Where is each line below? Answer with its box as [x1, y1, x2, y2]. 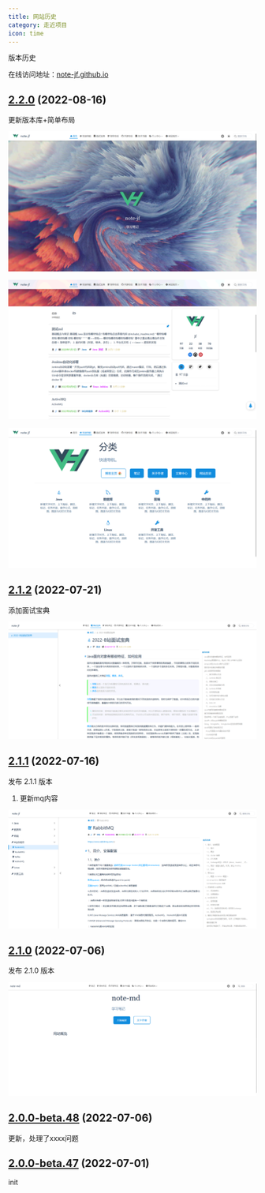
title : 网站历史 [8, 13, 57, 21]
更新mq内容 [19, 793, 58, 803]
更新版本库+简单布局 [8, 115, 76, 125]
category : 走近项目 [8, 21, 68, 29]
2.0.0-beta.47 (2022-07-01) [8, 1157, 150, 1170]
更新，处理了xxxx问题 [8, 1133, 79, 1142]
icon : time [8, 29, 44, 37]
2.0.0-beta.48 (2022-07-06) [8, 1112, 153, 1125]
